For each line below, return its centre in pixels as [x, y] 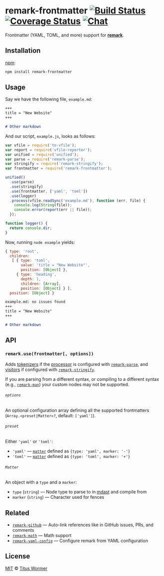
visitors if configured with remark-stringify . [50, 369]
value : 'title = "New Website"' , [55, 265]
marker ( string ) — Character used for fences [58, 497]
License [18, 556]
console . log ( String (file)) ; [43, 205]
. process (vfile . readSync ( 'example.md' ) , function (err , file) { [78, 201]
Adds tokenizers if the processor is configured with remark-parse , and [77, 364]
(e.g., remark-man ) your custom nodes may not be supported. [67, 384]
